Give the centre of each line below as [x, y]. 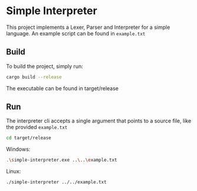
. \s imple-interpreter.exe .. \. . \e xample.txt [62, 160]
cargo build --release [34, 77]
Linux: [14, 172]
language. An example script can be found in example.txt [76, 33]
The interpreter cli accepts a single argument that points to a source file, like [99, 121]
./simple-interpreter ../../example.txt [57, 182]
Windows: [18, 149]
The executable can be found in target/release [63, 88]
